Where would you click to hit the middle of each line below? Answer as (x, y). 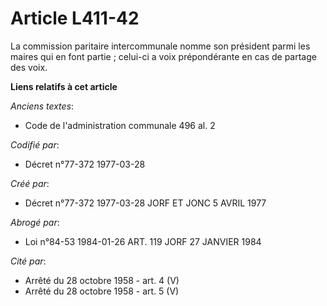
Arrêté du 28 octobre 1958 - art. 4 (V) (102, 280)
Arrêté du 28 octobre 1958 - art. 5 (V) (102, 291)
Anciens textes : (42, 106)
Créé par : (30, 183)
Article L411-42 (75, 18)
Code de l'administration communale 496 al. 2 (120, 125)
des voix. (29, 67)
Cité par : (28, 261)
